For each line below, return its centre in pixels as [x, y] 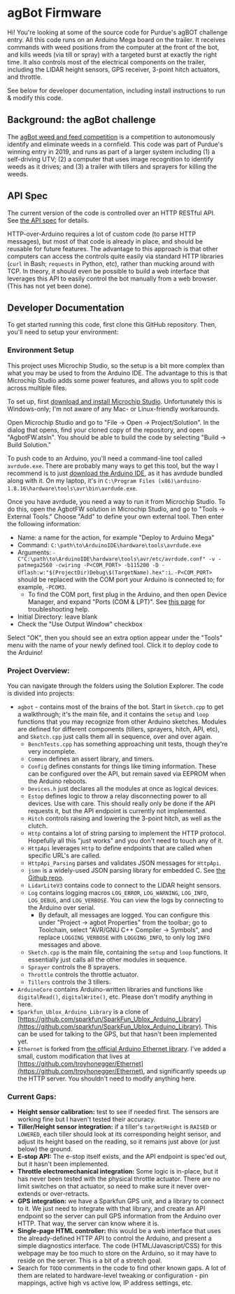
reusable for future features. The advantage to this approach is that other [113, 248]
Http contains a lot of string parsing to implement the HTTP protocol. [127, 833]
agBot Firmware [55, 13]
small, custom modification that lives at [74, 1056]
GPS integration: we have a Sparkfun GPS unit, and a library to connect [121, 1201]
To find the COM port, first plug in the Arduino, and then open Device [127, 594]
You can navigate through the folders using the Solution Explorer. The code [115, 685]
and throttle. [25, 77]
